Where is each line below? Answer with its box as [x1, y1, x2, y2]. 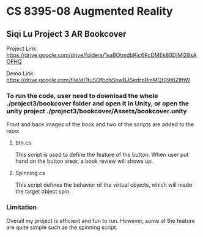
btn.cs [15, 139, 32, 146]
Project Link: [6, 45, 38, 52]
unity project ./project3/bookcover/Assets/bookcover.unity [6, 107, 188, 115]
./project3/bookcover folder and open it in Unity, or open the [6, 99, 190, 108]
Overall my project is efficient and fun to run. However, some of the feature [6, 217, 195, 224]
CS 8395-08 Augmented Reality [6, 4, 173, 18]
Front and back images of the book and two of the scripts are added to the [6, 121, 194, 128]
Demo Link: [6, 70, 35, 77]
